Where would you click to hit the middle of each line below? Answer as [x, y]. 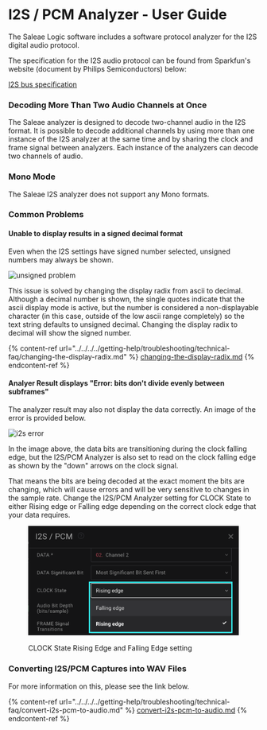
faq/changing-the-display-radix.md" [68, 356]
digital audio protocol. [44, 45]
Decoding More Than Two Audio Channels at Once [108, 105]
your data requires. [39, 514]
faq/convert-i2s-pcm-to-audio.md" [66, 710]
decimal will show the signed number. [70, 332]
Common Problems [46, 215]
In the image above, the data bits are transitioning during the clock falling [128, 448]
